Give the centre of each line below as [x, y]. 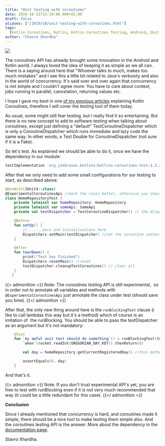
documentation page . [27, 429]
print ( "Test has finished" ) [51, 257]
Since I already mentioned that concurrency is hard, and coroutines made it [81, 414]
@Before [22, 221]
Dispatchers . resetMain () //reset [57, 262]
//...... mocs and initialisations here [65, 230]
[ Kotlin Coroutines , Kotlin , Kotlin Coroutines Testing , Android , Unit [84, 32]
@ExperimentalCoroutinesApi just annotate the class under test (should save [82, 295]
